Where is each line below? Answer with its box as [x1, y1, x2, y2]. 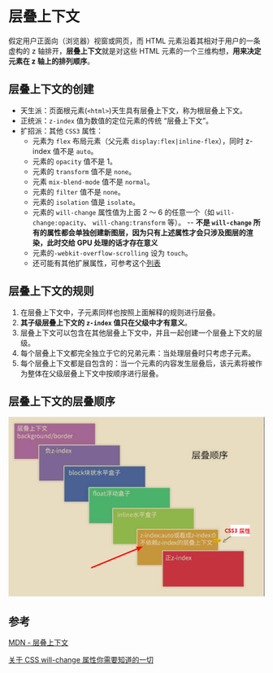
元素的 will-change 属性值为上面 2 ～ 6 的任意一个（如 [32, 207, 215, 216]
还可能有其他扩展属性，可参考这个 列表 [32, 258, 161, 268]
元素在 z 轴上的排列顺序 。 [8, 56, 95, 66]
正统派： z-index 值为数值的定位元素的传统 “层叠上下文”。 [19, 116, 214, 125]
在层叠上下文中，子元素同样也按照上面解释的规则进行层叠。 [19, 307, 220, 317]
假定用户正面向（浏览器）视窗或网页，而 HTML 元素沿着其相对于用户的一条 [8, 36, 261, 46]
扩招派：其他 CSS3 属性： [19, 125, 104, 135]
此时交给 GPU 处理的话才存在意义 [46, 238, 158, 247]
